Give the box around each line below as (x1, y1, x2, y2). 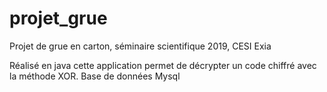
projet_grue (9, 7, 108, 30)
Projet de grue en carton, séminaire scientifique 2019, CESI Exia (9, 40, 272, 52)
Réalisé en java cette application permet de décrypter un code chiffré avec (9, 59, 317, 71)
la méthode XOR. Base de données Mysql (9, 70, 181, 82)
